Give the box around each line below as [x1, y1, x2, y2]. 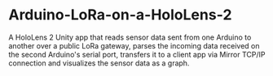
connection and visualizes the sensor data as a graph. [8, 58, 190, 68]
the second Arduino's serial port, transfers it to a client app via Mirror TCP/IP [8, 49, 266, 59]
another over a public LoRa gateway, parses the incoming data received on [8, 40, 260, 50]
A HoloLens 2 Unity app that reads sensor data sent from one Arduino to [8, 32, 252, 42]
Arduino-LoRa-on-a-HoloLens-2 [8, 6, 232, 24]
